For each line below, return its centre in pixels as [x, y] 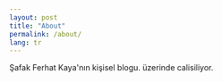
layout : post [34, 17]
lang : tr [26, 42]
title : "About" [38, 26]
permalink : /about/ [46, 34]
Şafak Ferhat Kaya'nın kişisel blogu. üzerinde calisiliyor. [111, 68]
